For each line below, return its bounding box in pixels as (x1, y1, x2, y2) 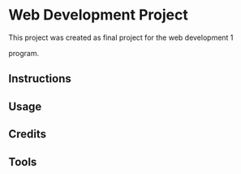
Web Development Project (8, 6, 188, 24)
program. (8, 48, 40, 58)
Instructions (8, 72, 71, 86)
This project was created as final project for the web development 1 (8, 33, 234, 42)
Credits (8, 128, 47, 141)
